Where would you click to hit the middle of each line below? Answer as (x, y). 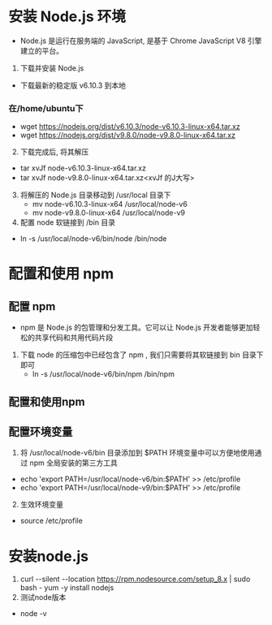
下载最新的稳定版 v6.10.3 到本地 (73, 85)
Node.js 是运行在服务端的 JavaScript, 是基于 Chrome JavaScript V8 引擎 (141, 41)
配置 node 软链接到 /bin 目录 (68, 222)
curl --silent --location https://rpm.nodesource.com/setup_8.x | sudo (135, 579)
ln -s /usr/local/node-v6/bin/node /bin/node (93, 239)
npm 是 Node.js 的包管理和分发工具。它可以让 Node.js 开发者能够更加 (136, 328)
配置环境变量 (41, 432)
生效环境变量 (41, 505)
